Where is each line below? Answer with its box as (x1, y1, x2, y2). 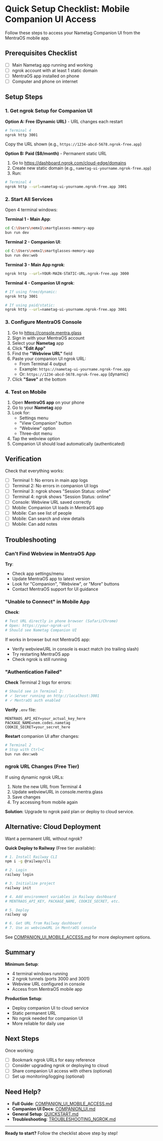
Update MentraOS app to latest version (12, 576, 91, 582)
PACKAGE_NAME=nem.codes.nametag (5, 720, 70, 725)
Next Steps (5, 1034, 39, 1043)
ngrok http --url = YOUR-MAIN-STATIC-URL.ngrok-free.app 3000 (5, 271, 130, 276)
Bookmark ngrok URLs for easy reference (12, 1057, 96, 1063)
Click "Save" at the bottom (12, 376, 66, 382)
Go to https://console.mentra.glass (12, 330, 81, 336)
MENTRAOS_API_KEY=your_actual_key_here (5, 716, 86, 721)
